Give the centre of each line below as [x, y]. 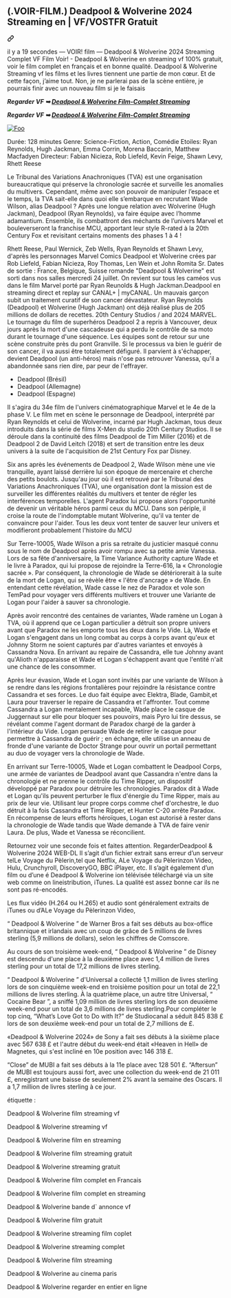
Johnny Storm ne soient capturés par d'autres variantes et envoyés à [105, 645]
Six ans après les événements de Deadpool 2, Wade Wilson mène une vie [111, 464]
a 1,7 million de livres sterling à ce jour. [62, 1087]
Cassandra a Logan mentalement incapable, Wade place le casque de [106, 709]
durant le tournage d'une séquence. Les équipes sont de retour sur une [108, 336]
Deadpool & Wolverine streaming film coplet [69, 1233]
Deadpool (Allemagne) [49, 386]
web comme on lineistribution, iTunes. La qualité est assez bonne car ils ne [113, 882]
